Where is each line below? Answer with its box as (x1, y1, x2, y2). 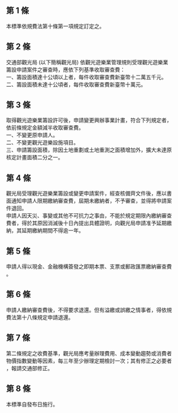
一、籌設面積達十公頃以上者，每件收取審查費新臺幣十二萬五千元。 (6, 73, 167, 80)
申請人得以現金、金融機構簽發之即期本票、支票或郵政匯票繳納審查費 (6, 263, 172, 270)
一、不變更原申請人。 (6, 131, 58, 138)
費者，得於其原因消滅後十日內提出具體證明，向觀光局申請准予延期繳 (6, 219, 172, 227)
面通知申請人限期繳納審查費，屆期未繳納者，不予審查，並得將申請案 (6, 197, 172, 204)
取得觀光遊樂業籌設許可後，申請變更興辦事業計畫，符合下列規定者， (6, 116, 172, 124)
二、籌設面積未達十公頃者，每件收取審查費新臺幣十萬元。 (6, 81, 146, 88)
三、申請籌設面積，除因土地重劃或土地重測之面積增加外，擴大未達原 (6, 146, 172, 153)
